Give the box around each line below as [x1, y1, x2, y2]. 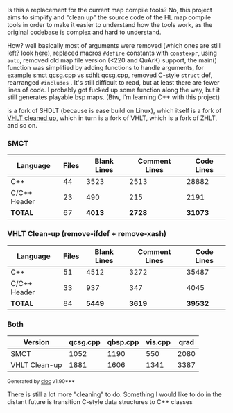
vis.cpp [145, 337, 171, 346]
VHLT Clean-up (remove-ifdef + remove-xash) [7, 229, 166, 239]
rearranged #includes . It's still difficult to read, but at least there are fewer [7, 78, 220, 86]
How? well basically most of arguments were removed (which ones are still [7, 42, 221, 49]
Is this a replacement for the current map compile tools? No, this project [7, 6, 213, 14]
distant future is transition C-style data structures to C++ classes [7, 397, 193, 405]
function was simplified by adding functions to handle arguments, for [7, 64, 205, 71]
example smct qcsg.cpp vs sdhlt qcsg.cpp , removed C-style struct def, [7, 71, 213, 79]
